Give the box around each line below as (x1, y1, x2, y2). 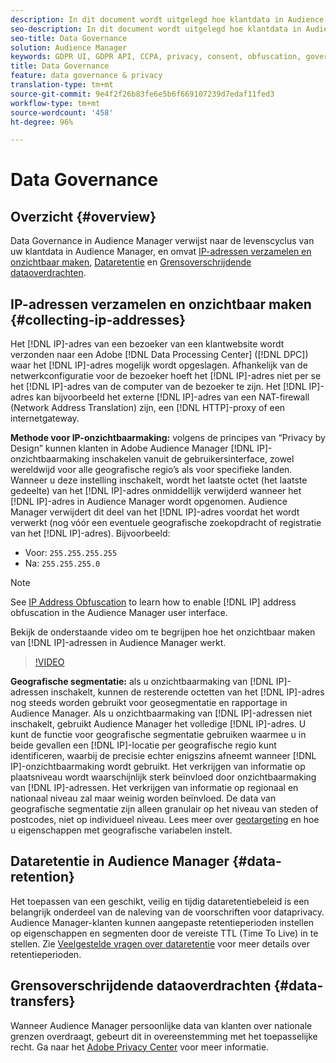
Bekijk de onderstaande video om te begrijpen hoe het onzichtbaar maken (10, 626, 316, 638)
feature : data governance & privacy (10, 71, 163, 81)
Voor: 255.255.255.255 (24, 547, 118, 559)
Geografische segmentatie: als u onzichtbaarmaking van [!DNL (10, 676, 274, 688)
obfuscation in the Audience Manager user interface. (10, 607, 228, 619)
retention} (10, 869, 75, 886)
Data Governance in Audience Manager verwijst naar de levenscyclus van (10, 235, 315, 247)
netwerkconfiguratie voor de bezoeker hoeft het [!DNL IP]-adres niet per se (10, 370, 322, 382)
